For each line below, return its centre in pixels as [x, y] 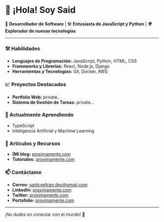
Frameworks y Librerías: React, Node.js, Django [61, 66]
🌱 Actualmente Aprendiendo [40, 115]
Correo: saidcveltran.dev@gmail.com [50, 185]
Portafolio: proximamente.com [43, 200]
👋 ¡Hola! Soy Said [40, 10]
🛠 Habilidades [23, 49]
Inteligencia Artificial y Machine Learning [53, 131]
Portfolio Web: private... [36, 97]
